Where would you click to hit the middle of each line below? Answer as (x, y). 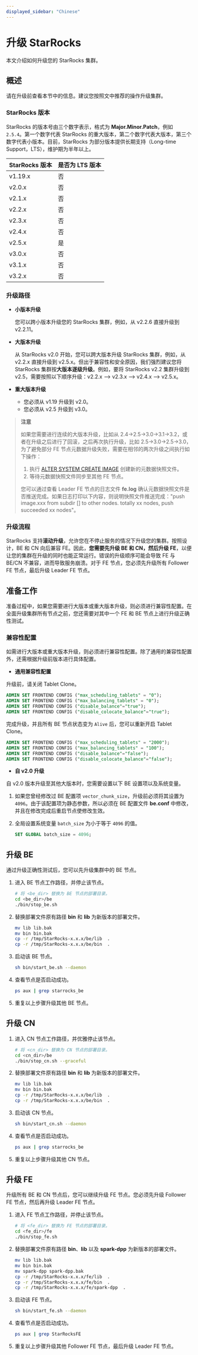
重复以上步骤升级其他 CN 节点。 (54, 1159)
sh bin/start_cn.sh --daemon (50, 1124)
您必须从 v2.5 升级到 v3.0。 (57, 409)
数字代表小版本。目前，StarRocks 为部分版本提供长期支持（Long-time (91, 141)
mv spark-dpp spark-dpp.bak (49, 1271)
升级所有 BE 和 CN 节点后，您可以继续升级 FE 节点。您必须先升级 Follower (96, 1195)
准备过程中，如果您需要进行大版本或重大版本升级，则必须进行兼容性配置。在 (99, 606)
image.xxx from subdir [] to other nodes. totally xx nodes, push (97, 503)
